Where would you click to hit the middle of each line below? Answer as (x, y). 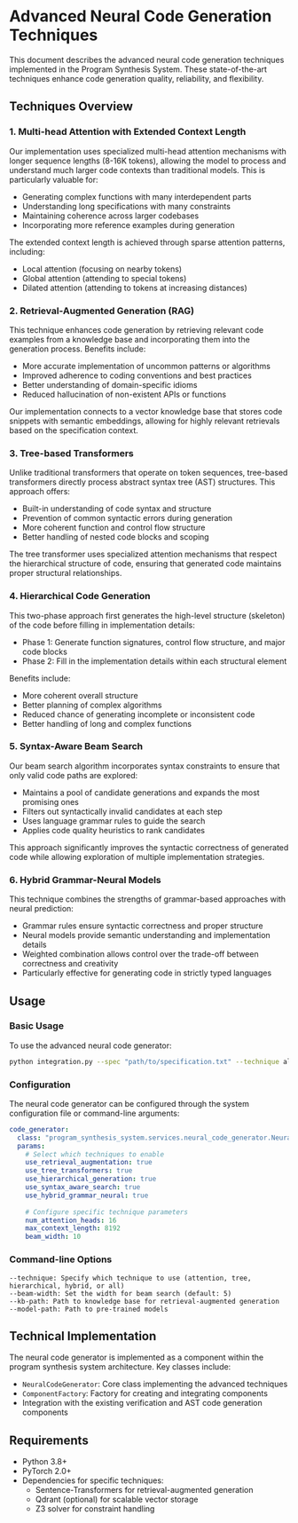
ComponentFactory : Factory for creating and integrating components (145, 1393)
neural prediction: (41, 909)
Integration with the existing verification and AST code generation (142, 1403)
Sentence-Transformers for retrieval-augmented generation (144, 1490)
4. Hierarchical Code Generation (80, 596)
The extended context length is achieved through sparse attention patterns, (147, 242)
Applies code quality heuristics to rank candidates (114, 830)
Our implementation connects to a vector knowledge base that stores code (146, 411)
